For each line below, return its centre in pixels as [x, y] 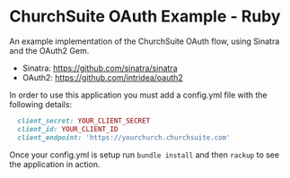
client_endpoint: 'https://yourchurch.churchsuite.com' [124, 137]
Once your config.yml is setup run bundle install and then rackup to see [145, 155]
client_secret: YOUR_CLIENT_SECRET [84, 121]
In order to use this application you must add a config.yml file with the [138, 95]
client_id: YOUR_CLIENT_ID [68, 129]
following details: [41, 104]
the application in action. [55, 164]
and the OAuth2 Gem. [49, 50]
